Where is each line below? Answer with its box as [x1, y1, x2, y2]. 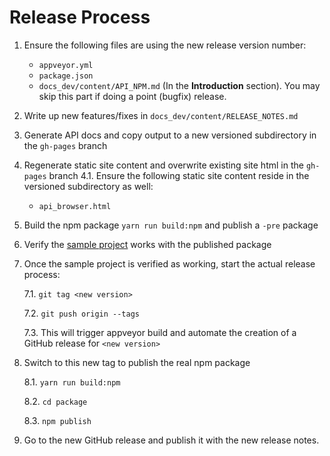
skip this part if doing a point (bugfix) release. [38, 90, 227, 102]
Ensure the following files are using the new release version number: [23, 39, 307, 51]
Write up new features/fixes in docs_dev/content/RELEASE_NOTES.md [23, 109, 299, 121]
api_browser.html [38, 201, 112, 211]
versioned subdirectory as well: [23, 180, 154, 192]
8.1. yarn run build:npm [23, 376, 121, 388]
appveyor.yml [38, 60, 94, 70]
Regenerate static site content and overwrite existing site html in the [23, 159, 304, 171]
